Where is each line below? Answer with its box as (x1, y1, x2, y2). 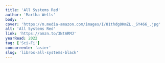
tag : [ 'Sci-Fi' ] (5, 41, 40, 46)
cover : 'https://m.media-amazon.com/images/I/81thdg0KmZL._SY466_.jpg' (5, 21, 161, 27)
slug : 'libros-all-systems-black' (5, 50, 79, 55)
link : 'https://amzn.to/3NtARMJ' (5, 31, 77, 36)
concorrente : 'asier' (5, 45, 52, 50)
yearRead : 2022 (5, 36, 38, 41)
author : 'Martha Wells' (5, 12, 56, 17)
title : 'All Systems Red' (5, 7, 60, 13)
